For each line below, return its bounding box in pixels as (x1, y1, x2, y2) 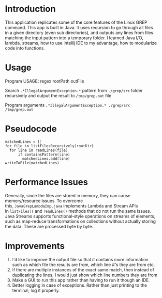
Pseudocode (5, 124, 57, 134)
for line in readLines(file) (9, 148, 68, 153)
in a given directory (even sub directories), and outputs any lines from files (5, 30, 154, 35)
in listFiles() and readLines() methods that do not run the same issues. (5, 208, 151, 214)
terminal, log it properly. (12, 287, 60, 293)
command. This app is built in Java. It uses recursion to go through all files (5, 24, 153, 30)
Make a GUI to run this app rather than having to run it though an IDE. (12, 277, 150, 283)
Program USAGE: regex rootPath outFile (5, 78, 85, 84)
